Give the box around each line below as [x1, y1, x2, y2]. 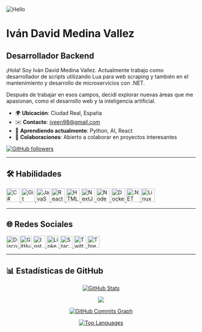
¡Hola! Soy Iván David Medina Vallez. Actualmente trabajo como [6, 67, 164, 73]
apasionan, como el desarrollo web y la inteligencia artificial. [6, 97, 156, 105]
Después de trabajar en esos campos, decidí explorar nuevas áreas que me [6, 91, 194, 98]
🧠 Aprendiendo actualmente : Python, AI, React [14, 127, 133, 134]
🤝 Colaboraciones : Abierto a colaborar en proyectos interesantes [14, 134, 177, 141]
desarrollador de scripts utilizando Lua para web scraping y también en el [6, 73, 189, 80]
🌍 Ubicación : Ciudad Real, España [14, 109, 102, 117]
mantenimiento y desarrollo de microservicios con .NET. [6, 79, 145, 87]
